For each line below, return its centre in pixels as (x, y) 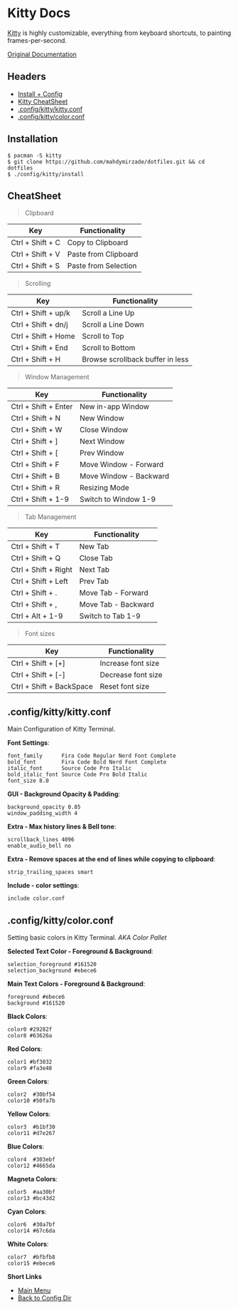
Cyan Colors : (27, 1211)
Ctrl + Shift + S (36, 266)
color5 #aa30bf (31, 1192)
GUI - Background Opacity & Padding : (64, 794)
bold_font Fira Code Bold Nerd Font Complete (87, 762)
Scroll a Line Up (108, 313)
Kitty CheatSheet (43, 101)
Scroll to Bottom (109, 348)
